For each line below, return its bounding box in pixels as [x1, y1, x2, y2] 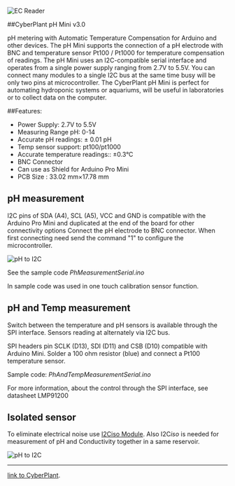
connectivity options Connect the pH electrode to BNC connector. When [7, 226, 215, 235]
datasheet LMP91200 [7, 391, 69, 399]
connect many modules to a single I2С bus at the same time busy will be [7, 71, 215, 79]
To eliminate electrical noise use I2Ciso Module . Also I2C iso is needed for [7, 430, 219, 438]
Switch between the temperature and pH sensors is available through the [7, 321, 218, 329]
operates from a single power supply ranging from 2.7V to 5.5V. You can [7, 64, 215, 71]
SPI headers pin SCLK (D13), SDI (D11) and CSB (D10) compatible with [7, 342, 208, 350]
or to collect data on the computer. [7, 93, 107, 102]
